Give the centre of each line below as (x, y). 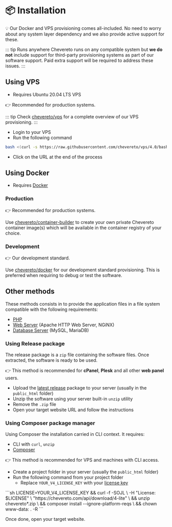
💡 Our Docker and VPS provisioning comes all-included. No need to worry (83, 28)
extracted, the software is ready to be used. (51, 360)
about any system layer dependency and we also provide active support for (85, 34)
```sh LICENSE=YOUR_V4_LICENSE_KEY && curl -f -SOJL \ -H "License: (81, 493)
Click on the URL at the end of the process (57, 157)
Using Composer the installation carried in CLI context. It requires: (75, 434)
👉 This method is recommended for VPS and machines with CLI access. (82, 460)
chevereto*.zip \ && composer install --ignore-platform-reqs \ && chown (81, 504)
